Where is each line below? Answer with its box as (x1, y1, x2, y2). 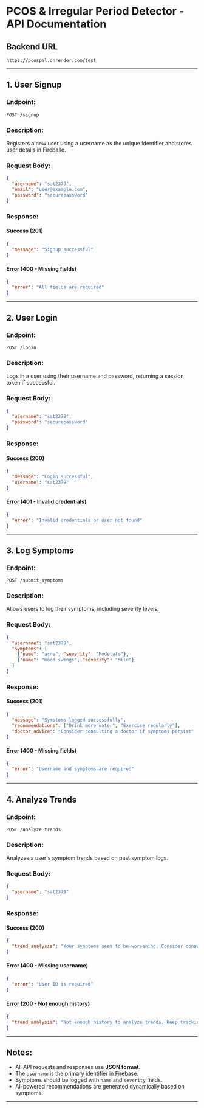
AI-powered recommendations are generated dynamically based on (15, 1083, 185, 1090)
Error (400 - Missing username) (6, 962, 89, 969)
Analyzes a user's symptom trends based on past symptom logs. (6, 854, 169, 862)
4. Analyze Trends (6, 794, 77, 804)
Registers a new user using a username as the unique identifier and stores (6, 139, 192, 147)
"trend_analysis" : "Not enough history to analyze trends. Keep (12, 1019, 178, 1025)
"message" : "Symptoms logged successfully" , (12, 717, 126, 723)
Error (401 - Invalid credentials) (6, 498, 87, 506)
